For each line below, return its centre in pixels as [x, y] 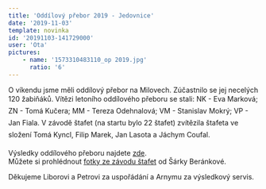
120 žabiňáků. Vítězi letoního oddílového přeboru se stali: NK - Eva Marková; [133, 98]
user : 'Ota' [28, 45]
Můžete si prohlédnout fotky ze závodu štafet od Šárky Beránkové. [117, 161]
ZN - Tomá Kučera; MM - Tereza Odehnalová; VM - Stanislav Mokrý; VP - [128, 110]
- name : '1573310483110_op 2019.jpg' [85, 60]
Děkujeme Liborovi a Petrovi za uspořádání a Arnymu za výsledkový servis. [131, 176]
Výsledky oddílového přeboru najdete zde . [77, 152]
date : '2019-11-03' [40, 23]
